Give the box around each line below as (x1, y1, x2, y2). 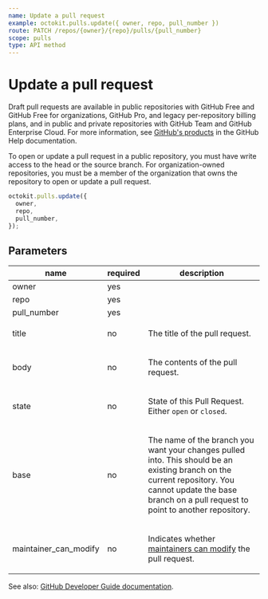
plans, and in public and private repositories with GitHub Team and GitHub (8, 119, 252, 128)
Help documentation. (8, 136, 77, 146)
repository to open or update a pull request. (8, 177, 152, 187)
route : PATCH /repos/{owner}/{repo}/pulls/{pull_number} (8, 26, 202, 34)
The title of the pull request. (148, 328, 251, 339)
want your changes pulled (148, 444, 246, 455)
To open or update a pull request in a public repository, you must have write (8, 152, 257, 161)
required (107, 268, 141, 279)
